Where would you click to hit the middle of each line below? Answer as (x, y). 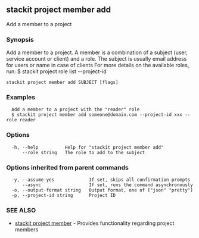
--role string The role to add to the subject (83, 152)
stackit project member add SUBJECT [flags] (62, 83)
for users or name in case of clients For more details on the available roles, (98, 65)
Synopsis (20, 39)
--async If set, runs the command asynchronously (108, 185)
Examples (21, 98)
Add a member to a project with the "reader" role (76, 109)
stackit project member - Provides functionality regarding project (94, 223)
